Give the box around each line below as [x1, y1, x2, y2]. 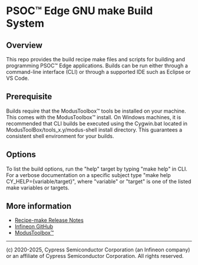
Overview [6, 40, 43, 50]
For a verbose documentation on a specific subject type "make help [6, 171, 171, 178]
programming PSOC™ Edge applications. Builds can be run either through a [6, 62, 189, 69]
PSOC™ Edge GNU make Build [6, 4, 153, 18]
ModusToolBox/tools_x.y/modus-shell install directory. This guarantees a [6, 126, 183, 133]
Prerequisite [6, 91, 52, 102]
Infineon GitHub [14, 223, 54, 230]
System [6, 17, 45, 30]
